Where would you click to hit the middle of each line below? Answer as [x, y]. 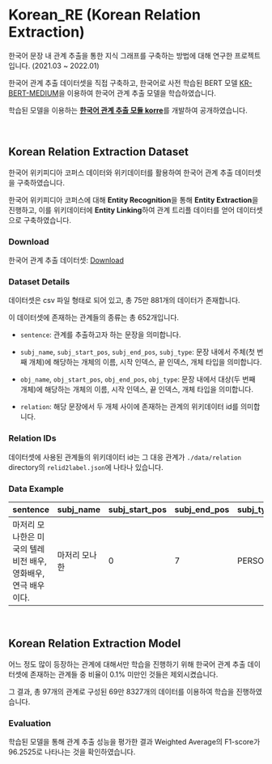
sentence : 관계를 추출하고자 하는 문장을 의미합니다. [100, 335]
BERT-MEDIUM [34, 93]
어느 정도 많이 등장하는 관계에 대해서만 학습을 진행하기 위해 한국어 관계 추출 [127, 664]
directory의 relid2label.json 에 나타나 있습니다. [86, 467]
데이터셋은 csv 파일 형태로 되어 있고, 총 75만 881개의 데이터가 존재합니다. [124, 301]
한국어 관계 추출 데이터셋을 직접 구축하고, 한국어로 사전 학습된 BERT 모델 [123, 83]
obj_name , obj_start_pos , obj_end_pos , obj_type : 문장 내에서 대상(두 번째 [138, 379]
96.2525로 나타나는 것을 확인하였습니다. [72, 752]
